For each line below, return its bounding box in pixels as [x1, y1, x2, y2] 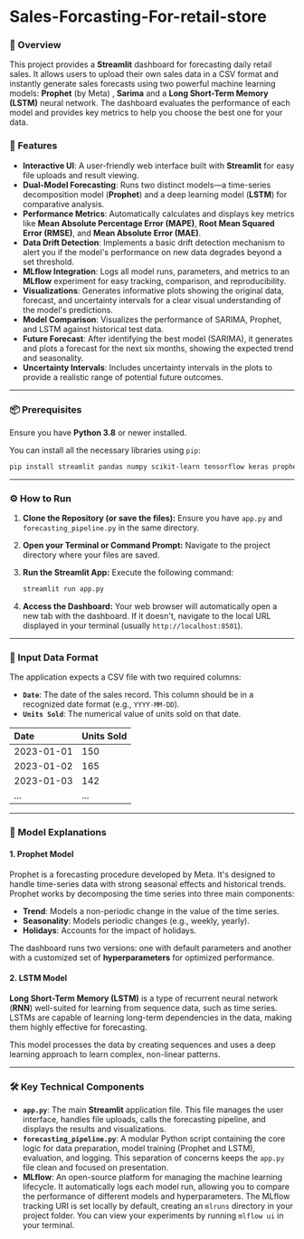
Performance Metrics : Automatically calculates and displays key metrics [22, 208, 295, 219]
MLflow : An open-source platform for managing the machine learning [22, 1172, 283, 1183]
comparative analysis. [22, 198, 105, 209]
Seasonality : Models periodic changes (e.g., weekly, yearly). [22, 915, 251, 926]
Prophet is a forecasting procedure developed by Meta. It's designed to [9, 869, 276, 880]
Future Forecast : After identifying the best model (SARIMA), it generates [22, 333, 293, 344]
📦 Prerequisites [9, 403, 82, 415]
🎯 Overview [9, 39, 62, 52]
